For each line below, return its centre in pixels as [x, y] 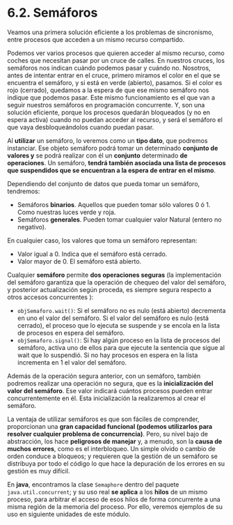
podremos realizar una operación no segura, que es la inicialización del [110, 383]
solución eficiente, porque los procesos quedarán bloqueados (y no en [109, 112]
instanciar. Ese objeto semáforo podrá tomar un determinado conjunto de [113, 148]
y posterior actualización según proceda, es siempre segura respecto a [110, 289]
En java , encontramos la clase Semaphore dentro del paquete [93, 484]
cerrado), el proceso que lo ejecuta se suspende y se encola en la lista [119, 325]
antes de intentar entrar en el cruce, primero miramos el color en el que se [114, 75]
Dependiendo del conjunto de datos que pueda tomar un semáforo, [104, 183]
